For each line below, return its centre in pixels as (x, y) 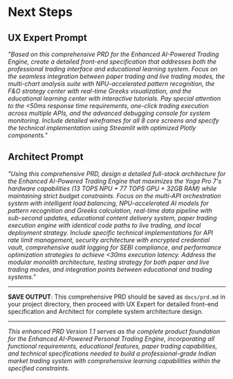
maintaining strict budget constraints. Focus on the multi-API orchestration (114, 195)
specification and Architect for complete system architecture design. (105, 311)
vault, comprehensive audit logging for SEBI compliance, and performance (115, 247)
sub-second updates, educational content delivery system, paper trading (112, 218)
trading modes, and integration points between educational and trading (110, 269)
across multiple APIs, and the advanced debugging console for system (109, 113)
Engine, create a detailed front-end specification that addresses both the (112, 62)
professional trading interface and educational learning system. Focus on (113, 69)
